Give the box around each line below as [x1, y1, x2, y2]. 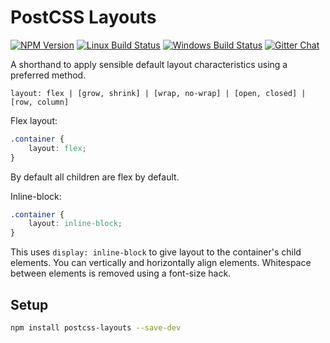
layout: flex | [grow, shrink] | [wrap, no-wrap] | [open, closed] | [10, 88, 307, 98]
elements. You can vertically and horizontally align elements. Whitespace [10, 257, 312, 269]
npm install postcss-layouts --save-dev [10, 323, 182, 333]
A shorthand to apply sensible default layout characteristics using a [10, 58, 288, 70]
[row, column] [10, 97, 70, 107]
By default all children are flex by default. [10, 171, 180, 183]
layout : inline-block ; [28, 219, 123, 229]
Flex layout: [10, 114, 58, 126]
